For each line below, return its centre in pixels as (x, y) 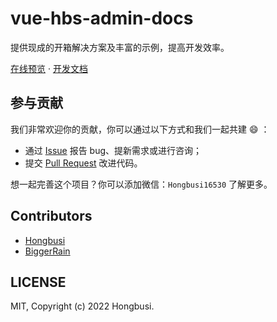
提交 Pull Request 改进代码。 (83, 163)
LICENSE (38, 282)
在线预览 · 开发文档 (49, 68)
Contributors (51, 216)
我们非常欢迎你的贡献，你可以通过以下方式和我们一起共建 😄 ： (140, 129)
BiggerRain (47, 251)
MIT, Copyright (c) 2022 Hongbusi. (82, 306)
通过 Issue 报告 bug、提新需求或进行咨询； (113, 150)
